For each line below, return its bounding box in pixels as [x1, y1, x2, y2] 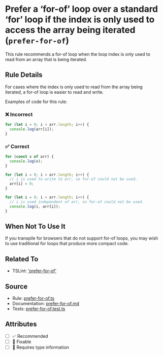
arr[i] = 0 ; [9, 181, 34, 186]
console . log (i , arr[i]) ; [9, 204, 61, 209]
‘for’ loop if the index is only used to [5, 14, 155, 25]
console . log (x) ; [9, 159, 43, 164]
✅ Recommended [12, 333, 48, 339]
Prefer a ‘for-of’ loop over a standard [5, 3, 159, 15]
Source [5, 282, 28, 290]
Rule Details [5, 71, 43, 79]
